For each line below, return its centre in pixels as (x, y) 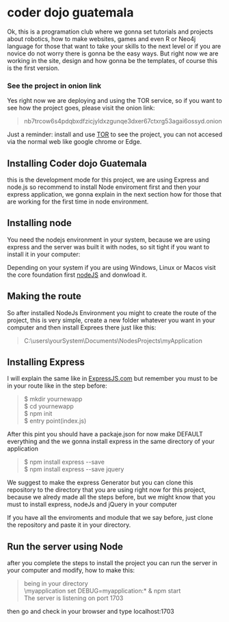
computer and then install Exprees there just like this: (82, 327)
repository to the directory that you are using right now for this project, (107, 490)
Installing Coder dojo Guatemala (77, 163)
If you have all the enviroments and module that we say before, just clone (110, 518)
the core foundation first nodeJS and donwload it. (77, 275)
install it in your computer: (44, 254)
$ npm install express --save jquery (74, 469)
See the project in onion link (54, 86)
